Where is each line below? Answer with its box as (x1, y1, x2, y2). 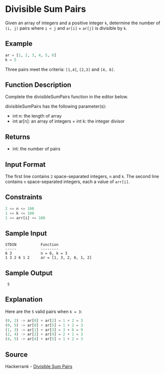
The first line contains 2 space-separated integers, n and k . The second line (5, 173, 160, 179)
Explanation (5, 295, 43, 304)
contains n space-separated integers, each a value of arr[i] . (5, 179, 130, 185)
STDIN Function (5, 242, 58, 248)
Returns (5, 132, 31, 141)
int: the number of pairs (12, 146, 60, 152)
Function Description (5, 80, 72, 89)
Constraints (5, 193, 43, 201)
